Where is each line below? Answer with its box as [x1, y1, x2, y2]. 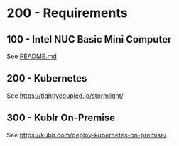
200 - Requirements [6, 5, 128, 21]
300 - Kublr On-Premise [6, 112, 115, 124]
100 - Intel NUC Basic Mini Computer [6, 33, 172, 45]
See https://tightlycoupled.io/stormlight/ [6, 91, 124, 100]
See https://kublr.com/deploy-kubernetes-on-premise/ [6, 130, 167, 139]
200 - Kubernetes [6, 72, 87, 84]
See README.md [6, 52, 58, 60]
